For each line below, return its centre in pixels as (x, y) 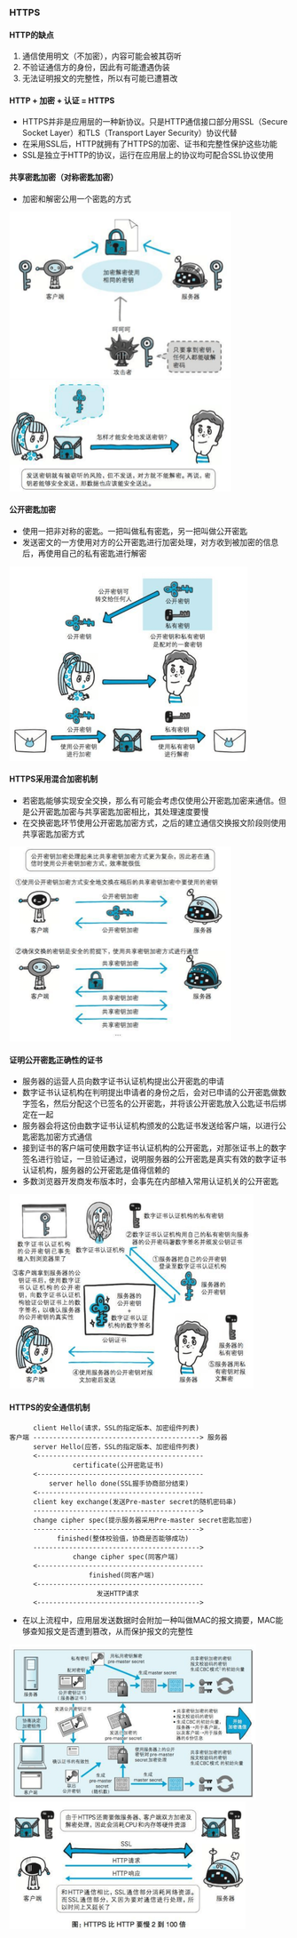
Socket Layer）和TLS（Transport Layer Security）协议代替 (129, 133)
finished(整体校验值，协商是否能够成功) (122, 1539)
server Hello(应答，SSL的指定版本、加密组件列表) (116, 1447)
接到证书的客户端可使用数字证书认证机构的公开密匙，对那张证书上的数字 (154, 1148)
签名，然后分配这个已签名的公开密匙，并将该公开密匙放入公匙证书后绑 (158, 1103)
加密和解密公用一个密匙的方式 (76, 198)
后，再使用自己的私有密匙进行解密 (84, 553)
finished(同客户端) (121, 1575)
